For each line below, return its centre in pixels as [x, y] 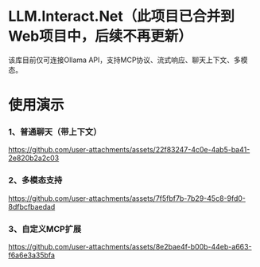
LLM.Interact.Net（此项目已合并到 [121, 16]
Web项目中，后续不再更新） [100, 36]
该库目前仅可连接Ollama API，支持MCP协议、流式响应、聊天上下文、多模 [128, 60]
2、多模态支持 [35, 180]
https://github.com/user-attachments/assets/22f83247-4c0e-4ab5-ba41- [129, 150]
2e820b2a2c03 [34, 158]
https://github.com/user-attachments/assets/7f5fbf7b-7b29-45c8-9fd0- [127, 198]
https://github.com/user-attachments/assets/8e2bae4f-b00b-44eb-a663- [130, 247]
